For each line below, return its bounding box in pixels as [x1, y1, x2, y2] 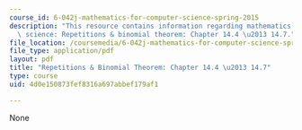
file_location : [9, 38, 67, 48]
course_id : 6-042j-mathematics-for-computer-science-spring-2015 [9, 13, 259, 22]
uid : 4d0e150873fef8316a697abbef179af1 [9, 80, 159, 89]
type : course [9, 72, 58, 81]
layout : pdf [9, 55, 54, 64]
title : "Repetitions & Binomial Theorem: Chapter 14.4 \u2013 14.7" [9, 64, 271, 73]
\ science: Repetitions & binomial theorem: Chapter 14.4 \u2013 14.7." [17, 30, 296, 39]
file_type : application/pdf [9, 47, 115, 56]
